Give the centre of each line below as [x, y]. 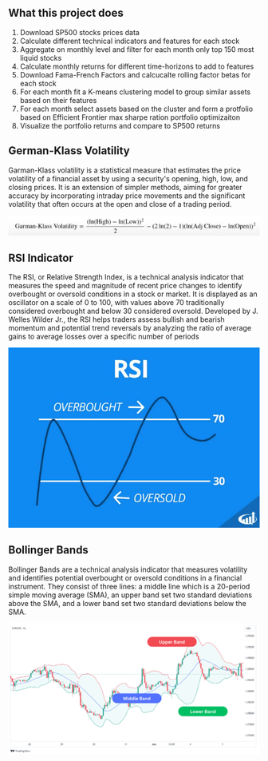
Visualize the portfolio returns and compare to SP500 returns [120, 125]
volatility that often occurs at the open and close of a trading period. [120, 204]
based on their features [58, 100]
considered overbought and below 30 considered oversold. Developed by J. [133, 311]
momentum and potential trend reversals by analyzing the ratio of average [130, 328]
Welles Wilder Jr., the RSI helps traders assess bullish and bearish [116, 319]
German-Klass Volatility [69, 151]
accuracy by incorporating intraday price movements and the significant [127, 196]
